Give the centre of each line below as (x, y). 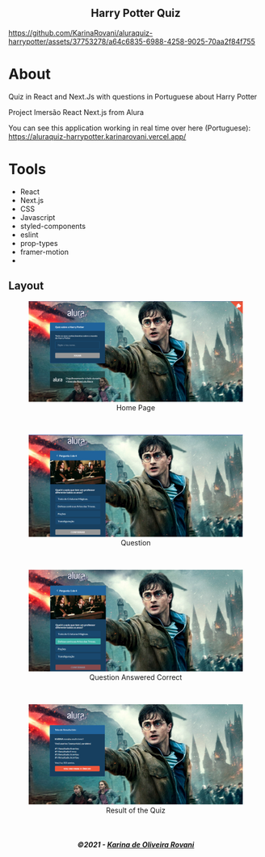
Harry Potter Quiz (136, 13)
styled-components (53, 226)
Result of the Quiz (136, 810)
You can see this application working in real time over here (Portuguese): (130, 128)
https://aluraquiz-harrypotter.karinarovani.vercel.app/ (97, 136)
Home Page (136, 408)
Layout (26, 286)
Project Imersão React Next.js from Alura (76, 112)
